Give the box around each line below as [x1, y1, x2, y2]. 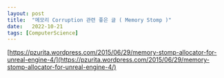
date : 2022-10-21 [7, 23, 63, 30]
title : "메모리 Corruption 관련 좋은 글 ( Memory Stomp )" [7, 17, 172, 23]
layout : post [7, 10, 45, 17]
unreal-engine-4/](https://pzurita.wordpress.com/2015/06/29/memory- [7, 56, 210, 64]
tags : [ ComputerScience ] [7, 29, 79, 37]
